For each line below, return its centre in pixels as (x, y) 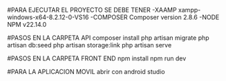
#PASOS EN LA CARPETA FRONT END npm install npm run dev (97, 58)
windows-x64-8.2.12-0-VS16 (48, 17)
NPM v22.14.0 (27, 24)
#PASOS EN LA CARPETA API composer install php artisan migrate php (108, 38)
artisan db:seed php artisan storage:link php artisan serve (90, 45)
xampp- (190, 10)
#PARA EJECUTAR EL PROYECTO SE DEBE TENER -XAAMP (92, 10)
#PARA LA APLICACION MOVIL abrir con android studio (86, 72)
